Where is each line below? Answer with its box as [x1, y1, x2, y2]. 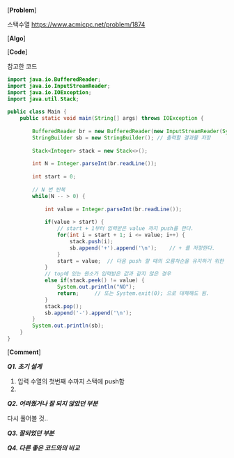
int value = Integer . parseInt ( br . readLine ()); [44, 206, 182, 213]
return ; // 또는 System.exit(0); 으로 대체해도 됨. [56, 289, 210, 297]
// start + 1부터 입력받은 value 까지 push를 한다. [56, 225, 194, 232]
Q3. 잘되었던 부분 [7, 429, 54, 437]
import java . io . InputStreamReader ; [7, 82, 111, 89]
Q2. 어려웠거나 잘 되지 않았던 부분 [7, 399, 98, 407]
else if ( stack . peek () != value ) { [44, 277, 145, 284]
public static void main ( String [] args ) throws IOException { [19, 115, 204, 122]
